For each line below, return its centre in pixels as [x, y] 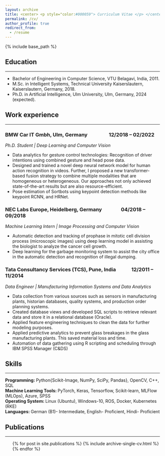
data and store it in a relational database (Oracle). [62, 317]
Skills [14, 364]
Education [21, 62]
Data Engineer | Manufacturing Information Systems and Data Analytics [78, 287]
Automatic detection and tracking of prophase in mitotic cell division [81, 236]
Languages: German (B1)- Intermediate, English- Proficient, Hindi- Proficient [82, 412]
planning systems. [31, 306]
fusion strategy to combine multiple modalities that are [81, 176]
